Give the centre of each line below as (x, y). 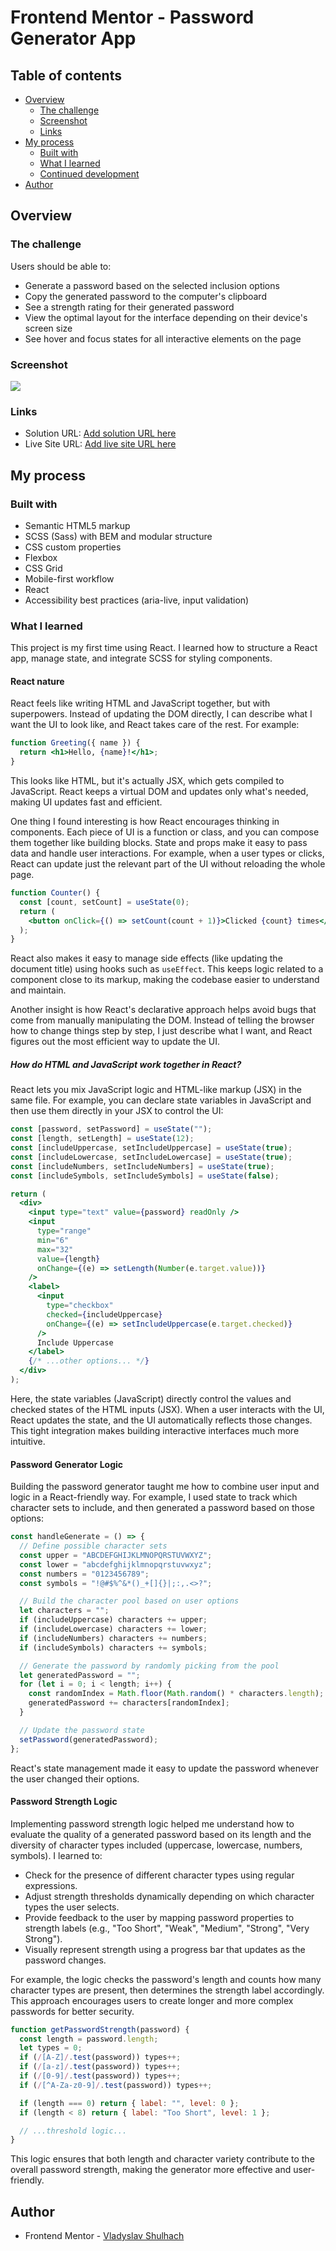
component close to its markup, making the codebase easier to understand (165, 980)
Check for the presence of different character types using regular (159, 1875)
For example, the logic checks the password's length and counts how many (166, 1979)
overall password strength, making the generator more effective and (151, 2170)
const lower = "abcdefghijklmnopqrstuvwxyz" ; (116, 1564)
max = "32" (55, 1249)
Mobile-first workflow (69, 578)
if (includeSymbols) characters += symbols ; (113, 1647)
